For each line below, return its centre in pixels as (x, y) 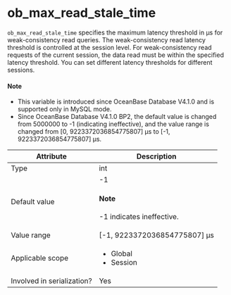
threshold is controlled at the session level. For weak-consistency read (110, 47)
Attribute (51, 156)
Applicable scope (40, 258)
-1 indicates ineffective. (139, 216)
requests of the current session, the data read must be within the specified (115, 55)
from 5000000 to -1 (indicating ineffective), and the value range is (113, 124)
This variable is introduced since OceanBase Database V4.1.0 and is (116, 102)
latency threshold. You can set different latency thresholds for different (110, 62)
